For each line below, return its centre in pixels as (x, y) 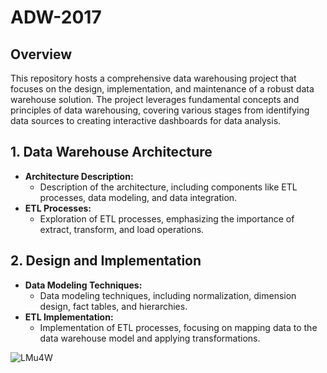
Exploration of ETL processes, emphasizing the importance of (167, 218)
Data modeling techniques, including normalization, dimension (168, 295)
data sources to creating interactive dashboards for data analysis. (146, 120)
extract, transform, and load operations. (122, 229)
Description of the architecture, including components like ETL (168, 187)
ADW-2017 (56, 17)
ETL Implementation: (69, 317)
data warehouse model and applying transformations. (150, 338)
